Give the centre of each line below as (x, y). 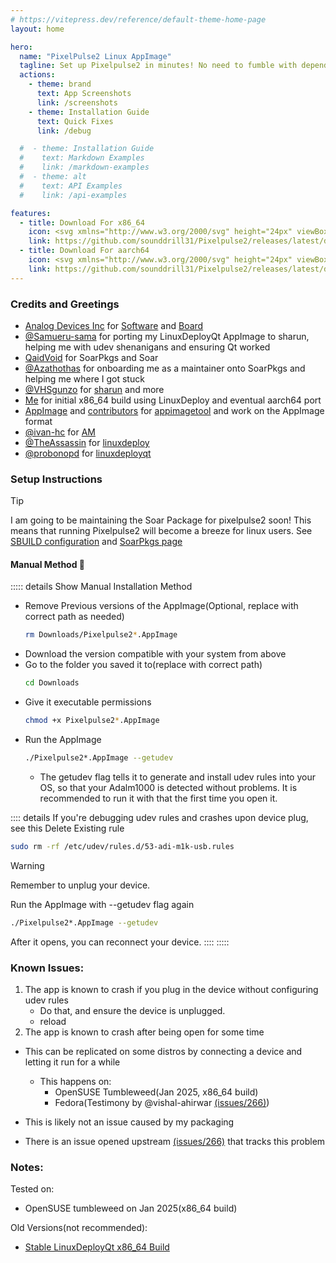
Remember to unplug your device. (80, 885)
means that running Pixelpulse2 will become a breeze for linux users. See (161, 531)
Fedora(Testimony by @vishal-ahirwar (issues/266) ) (162, 1102)
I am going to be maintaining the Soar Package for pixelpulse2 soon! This (161, 520)
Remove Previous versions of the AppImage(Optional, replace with (161, 606)
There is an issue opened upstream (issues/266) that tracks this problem (175, 1141)
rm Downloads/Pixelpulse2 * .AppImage (101, 635)
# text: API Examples (71, 186)
